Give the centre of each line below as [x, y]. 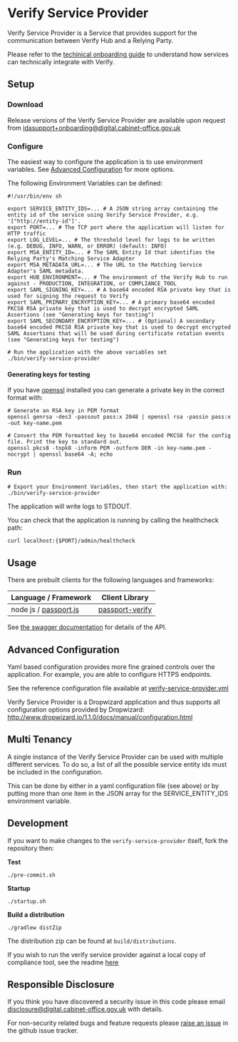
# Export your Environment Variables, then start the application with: [118, 487]
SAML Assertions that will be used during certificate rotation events [116, 333]
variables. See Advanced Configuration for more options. [91, 169]
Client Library [125, 598]
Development [38, 823]
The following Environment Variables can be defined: [85, 183]
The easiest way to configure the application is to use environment [105, 161]
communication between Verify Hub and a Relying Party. [90, 40]
